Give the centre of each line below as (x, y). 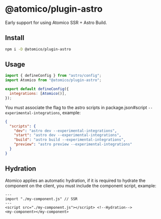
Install (15, 38)
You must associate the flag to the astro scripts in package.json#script (76, 107)
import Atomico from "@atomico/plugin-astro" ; (53, 80)
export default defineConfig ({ (37, 89)
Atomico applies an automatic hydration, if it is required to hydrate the (75, 180)
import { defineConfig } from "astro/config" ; (53, 76)
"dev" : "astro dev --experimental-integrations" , (66, 131)
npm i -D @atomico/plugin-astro (38, 49)
